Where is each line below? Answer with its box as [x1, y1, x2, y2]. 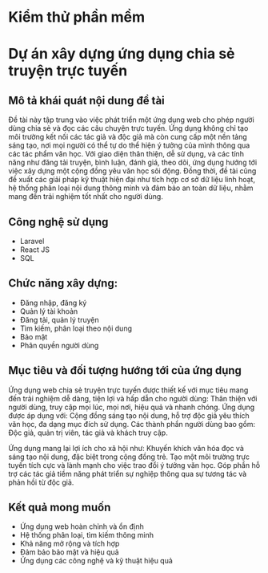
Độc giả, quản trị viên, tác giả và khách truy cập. [8, 428, 168, 437]
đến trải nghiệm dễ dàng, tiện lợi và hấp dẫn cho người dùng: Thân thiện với [8, 393, 258, 403]
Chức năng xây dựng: [8, 277, 118, 291]
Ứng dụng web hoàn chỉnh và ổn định [19, 522, 144, 531]
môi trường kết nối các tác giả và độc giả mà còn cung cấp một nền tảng [8, 132, 248, 142]
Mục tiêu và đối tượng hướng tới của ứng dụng [8, 364, 242, 377]
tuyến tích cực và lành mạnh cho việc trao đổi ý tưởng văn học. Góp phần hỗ [8, 460, 261, 469]
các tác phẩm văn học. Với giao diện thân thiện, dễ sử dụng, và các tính [8, 149, 244, 159]
